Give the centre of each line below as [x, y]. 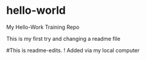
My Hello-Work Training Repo [43, 27]
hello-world [36, 10]
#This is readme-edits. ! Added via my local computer [73, 50]
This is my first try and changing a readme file [63, 38]
